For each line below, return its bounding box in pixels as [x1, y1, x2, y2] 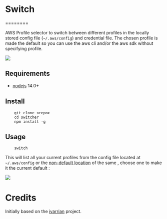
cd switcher [14, 115, 39, 120]
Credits [5, 192, 36, 203]
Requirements [5, 69, 50, 78]
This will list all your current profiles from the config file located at [5, 155, 141, 161]
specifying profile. [5, 45, 42, 51]
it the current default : [5, 165, 50, 171]
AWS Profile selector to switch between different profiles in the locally [5, 29, 149, 35]
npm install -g [14, 119, 46, 124]
